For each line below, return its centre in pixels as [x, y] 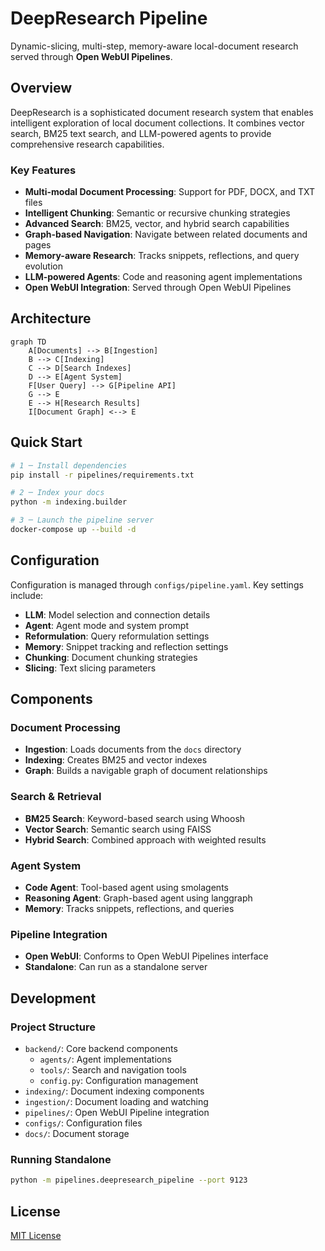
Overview [41, 88]
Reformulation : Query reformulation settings [117, 636]
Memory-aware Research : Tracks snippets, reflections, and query [162, 256]
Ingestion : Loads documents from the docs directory [133, 749]
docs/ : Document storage [77, 1133]
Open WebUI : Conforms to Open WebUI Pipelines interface [146, 956]
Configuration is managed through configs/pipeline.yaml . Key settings [157, 584]
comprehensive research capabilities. [87, 144]
